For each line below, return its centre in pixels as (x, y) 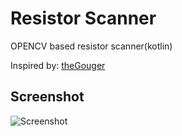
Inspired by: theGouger (58, 65)
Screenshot (47, 97)
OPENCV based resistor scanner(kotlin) (91, 46)
